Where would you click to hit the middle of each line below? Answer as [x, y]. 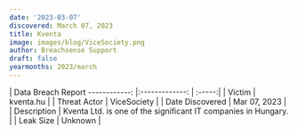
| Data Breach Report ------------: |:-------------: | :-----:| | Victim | [132, 92]
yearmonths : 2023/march [53, 67]
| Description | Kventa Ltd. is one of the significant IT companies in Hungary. [149, 111]
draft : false [33, 59]
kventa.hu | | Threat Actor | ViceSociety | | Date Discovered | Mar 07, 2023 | [148, 101]
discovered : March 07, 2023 [61, 26]
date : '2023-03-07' [45, 17]
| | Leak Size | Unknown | [55, 120]
